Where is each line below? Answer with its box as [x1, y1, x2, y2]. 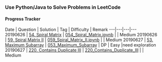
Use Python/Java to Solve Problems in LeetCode [5, 4, 121, 11]
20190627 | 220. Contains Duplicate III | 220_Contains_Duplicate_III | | [5, 47, 144, 53]
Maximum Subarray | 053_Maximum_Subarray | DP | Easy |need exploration [5, 42, 156, 48]
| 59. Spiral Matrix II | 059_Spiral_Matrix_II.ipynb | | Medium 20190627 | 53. [5, 37, 153, 43]
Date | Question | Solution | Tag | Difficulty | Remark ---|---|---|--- [5, 27, 137, 32]
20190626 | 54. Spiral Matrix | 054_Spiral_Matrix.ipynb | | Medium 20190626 [5, 32, 158, 38]
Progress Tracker [5, 16, 41, 22]
